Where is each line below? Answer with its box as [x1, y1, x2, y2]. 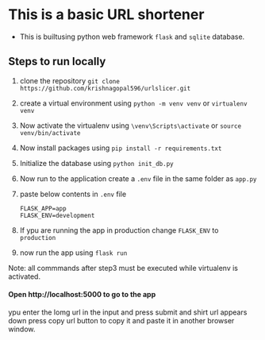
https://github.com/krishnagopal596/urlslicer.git [19, 84, 191, 92]
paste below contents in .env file [19, 189, 127, 199]
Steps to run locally [8, 55, 106, 68]
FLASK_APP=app [19, 204, 67, 212]
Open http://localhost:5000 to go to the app [8, 290, 156, 299]
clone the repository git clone [19, 75, 121, 85]
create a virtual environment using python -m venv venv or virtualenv [19, 98, 248, 108]
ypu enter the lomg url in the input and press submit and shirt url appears [8, 307, 248, 317]
